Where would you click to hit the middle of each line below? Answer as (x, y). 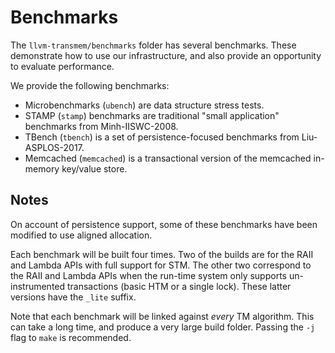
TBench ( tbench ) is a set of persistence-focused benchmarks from (162, 137)
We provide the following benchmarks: (90, 85)
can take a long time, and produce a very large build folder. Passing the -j (163, 327)
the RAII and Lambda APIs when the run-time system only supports (148, 275)
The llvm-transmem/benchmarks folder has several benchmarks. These (153, 45)
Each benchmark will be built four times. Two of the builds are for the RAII (162, 254)
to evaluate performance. (62, 66)
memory (42, 168)
